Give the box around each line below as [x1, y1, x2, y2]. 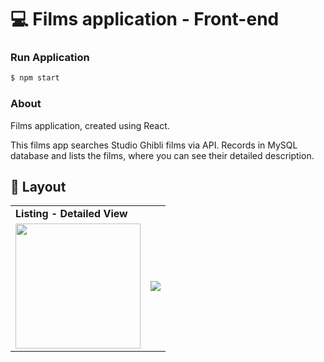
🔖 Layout [10, 179, 67, 196]
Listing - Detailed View [15, 207, 128, 221]
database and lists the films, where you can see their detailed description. [10, 149, 315, 161]
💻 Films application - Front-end [10, 8, 280, 31]
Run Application [10, 51, 90, 65]
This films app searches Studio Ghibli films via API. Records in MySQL [10, 139, 298, 151]
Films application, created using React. [10, 119, 170, 131]
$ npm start [10, 73, 60, 83]
